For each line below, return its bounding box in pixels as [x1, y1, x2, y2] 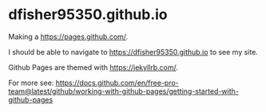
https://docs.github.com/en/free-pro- [55, 78, 180, 87]
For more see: [8, 78, 54, 87]
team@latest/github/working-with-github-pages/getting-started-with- [8, 86, 240, 96]
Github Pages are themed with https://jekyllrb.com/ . [8, 62, 178, 72]
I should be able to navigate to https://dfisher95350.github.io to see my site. [8, 47, 258, 56]
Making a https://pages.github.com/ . [8, 32, 129, 41]
